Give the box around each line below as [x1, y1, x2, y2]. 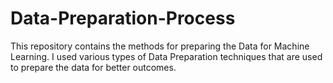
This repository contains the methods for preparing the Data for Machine [10, 40, 310, 52]
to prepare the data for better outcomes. [10, 61, 177, 73]
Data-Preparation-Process [10, 7, 236, 30]
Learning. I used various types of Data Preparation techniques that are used [10, 50, 323, 62]
